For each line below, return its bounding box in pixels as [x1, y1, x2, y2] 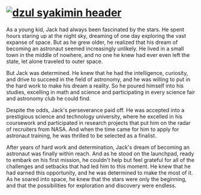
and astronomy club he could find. [6, 95, 91, 102]
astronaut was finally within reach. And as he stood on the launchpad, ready [6, 150, 194, 157]
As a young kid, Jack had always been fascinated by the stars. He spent [6, 26, 185, 33]
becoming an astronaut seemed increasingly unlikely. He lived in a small [6, 45, 184, 52]
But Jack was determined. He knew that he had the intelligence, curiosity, [6, 69, 188, 76]
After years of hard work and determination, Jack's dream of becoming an [6, 143, 190, 151]
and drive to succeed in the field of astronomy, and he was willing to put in [6, 76, 191, 83]
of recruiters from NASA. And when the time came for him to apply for [6, 125, 179, 133]
